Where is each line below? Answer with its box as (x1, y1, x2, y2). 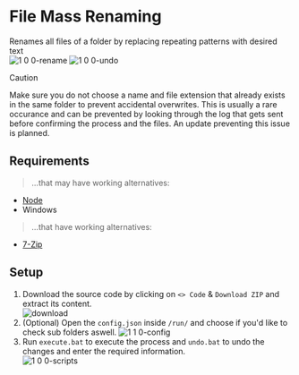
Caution (9, 72, 38, 82)
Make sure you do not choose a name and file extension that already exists (9, 89, 286, 100)
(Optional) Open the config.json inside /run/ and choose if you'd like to (21, 317, 288, 328)
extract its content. (21, 298, 92, 309)
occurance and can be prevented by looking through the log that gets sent (9, 108, 284, 119)
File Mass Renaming (9, 6, 162, 27)
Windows (21, 204, 57, 215)
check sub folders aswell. (21, 327, 117, 337)
